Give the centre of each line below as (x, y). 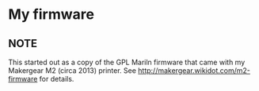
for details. (57, 79)
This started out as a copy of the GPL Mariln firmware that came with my (127, 62)
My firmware (51, 15)
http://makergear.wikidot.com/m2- (194, 71)
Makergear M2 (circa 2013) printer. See (72, 71)
